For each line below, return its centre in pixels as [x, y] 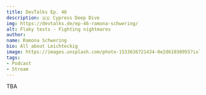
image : [15, 52]
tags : [13, 58]
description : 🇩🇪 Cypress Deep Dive [53, 18]
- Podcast [19, 63]
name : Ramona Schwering [37, 40]
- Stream [17, 69]
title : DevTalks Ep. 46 [37, 12]
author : [16, 35]
